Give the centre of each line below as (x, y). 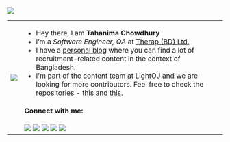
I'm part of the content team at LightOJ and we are (117, 76)
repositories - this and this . (79, 93)
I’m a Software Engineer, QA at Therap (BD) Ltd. (113, 42)
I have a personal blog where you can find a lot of (115, 50)
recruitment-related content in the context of (108, 59)
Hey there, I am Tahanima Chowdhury (98, 33)
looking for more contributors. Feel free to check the (120, 84)
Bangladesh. (56, 67)
